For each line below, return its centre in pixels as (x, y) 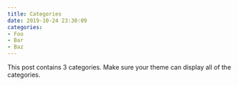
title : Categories (34, 14)
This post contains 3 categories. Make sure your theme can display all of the (119, 67)
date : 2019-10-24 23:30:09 (47, 21)
